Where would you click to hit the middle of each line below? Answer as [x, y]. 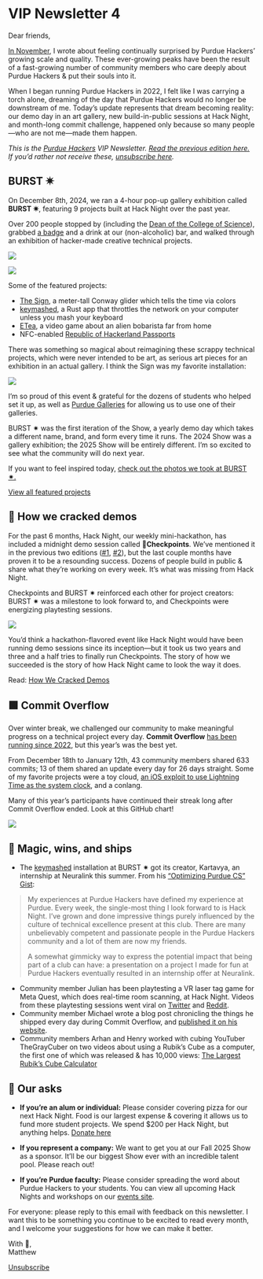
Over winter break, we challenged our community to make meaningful [121, 728]
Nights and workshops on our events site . [87, 1196]
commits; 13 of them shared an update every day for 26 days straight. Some [131, 769]
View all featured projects [49, 492]
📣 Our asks [35, 1088]
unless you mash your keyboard [71, 317]
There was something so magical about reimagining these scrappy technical [131, 349]
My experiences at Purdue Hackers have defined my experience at [135, 900]
